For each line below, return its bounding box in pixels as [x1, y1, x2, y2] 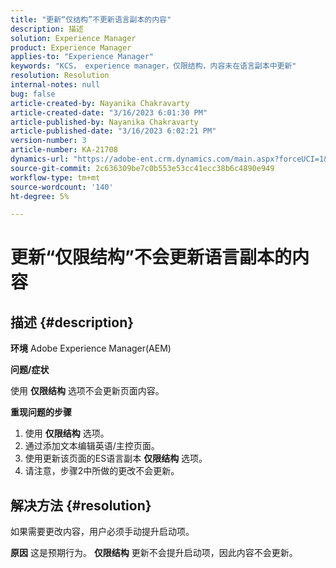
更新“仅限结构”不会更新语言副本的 [10, 246, 293, 269]
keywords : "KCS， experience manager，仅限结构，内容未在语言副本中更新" [10, 61, 297, 71]
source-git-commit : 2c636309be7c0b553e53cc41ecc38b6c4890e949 [10, 163, 275, 173]
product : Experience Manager [10, 42, 132, 53]
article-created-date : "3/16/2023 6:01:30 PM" [10, 107, 208, 118]
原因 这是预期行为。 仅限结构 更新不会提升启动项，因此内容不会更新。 [10, 547, 298, 559]
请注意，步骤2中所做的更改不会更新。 [24, 465, 180, 477]
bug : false [10, 89, 56, 99]
